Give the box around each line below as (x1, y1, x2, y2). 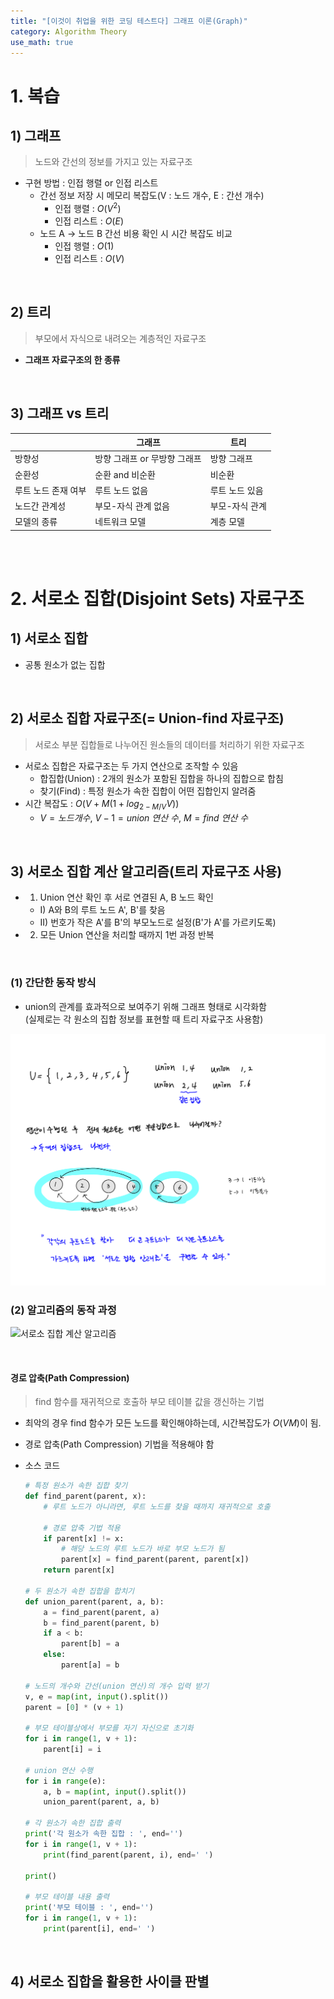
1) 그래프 (10, 127, 62, 144)
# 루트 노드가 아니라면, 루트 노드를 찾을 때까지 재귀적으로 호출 (43, 1501, 271, 1512)
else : (43, 1650, 67, 1660)
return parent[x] (43, 1565, 115, 1575)
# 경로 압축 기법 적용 (43, 1523, 121, 1533)
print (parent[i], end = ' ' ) (43, 1923, 156, 1934)
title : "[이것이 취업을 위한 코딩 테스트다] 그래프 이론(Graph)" (10, 16, 248, 26)
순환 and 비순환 (94, 468, 156, 480)
